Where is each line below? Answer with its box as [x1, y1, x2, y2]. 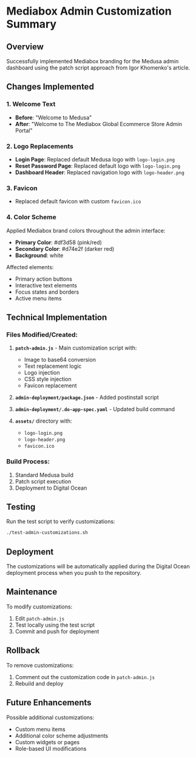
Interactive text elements [15, 281, 78, 289]
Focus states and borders [15, 288, 79, 295]
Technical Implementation [6, 312, 107, 322]
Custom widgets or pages [15, 738, 80, 745]
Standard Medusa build [15, 471, 74, 479]
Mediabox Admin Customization [6, 4, 172, 18]
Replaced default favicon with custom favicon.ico [15, 198, 141, 205]
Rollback [6, 646, 40, 656]
